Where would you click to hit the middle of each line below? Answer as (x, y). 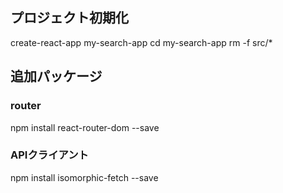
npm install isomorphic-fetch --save (84, 177)
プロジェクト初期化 (69, 18)
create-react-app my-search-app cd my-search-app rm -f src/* (141, 42)
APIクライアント (49, 155)
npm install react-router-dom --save (85, 127)
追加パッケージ (56, 76)
